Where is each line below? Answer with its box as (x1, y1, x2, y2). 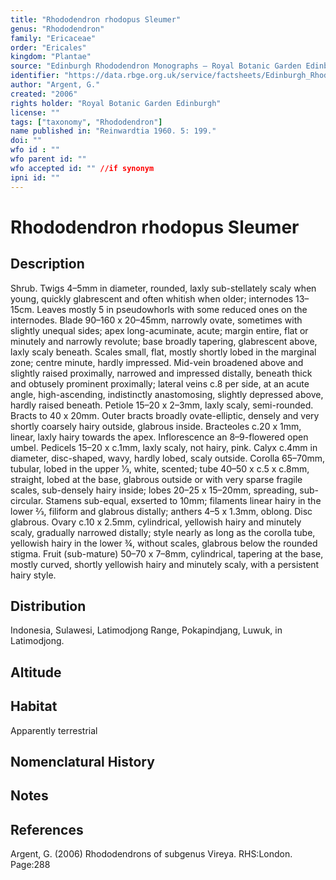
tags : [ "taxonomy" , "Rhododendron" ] (10, 117, 163, 127)
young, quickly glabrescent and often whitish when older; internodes (10, 292, 294, 305)
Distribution (10, 597, 87, 615)
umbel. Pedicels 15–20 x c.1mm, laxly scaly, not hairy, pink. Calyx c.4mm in (10, 441, 318, 453)
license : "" (10, 107, 60, 118)
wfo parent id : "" (10, 154, 87, 164)
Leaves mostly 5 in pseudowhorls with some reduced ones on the (36, 303, 308, 315)
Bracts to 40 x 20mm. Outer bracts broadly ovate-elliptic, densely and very (10, 409, 320, 421)
